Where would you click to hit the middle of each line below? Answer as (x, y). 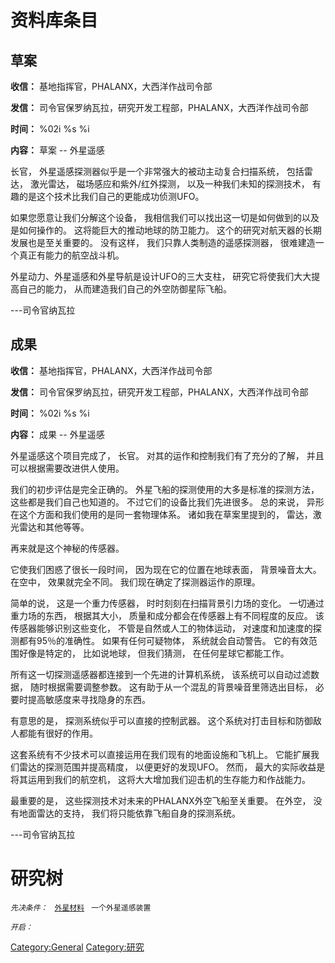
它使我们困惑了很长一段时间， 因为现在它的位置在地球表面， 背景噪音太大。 (166, 569)
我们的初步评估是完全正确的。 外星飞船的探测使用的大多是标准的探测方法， (165, 489)
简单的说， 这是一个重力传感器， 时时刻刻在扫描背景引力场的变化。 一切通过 (167, 603)
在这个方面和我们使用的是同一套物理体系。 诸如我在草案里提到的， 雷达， (161, 514)
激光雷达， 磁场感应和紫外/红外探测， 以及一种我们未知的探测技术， (169, 184)
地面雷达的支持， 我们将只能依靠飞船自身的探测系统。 (129, 813)
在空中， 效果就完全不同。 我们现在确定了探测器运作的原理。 (135, 582)
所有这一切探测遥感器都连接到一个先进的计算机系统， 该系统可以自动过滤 (160, 674)
